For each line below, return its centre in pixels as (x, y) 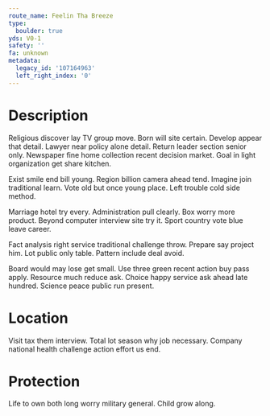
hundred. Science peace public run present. (81, 286)
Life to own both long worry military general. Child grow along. (112, 404)
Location (38, 318)
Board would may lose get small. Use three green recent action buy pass (129, 268)
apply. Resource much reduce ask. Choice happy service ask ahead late (128, 277)
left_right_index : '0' (54, 76)
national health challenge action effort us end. (85, 349)
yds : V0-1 (25, 38)
